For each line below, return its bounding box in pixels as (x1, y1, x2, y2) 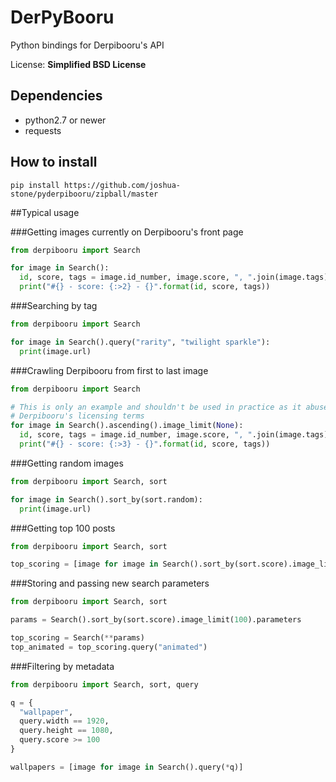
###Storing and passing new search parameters (10, 577, 210, 590)
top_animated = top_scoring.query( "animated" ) (10, 642, 208, 652)
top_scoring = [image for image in (10, 559, 159, 570)
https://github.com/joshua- (63, 180, 182, 190)
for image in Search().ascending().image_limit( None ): (10, 421, 244, 431)
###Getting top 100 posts (10, 522, 116, 534)
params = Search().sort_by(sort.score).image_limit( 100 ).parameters (10, 615, 302, 625)
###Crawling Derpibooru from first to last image (10, 364, 209, 376)
